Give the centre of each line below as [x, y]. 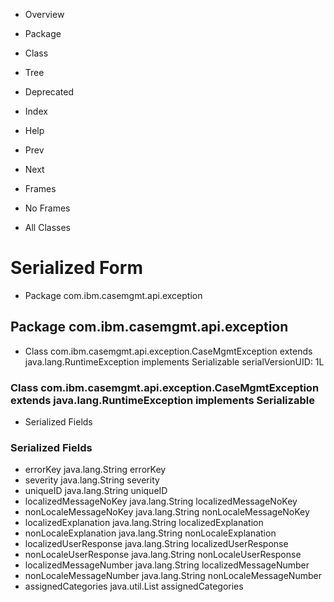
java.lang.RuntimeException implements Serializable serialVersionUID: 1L [174, 361]
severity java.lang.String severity [92, 480]
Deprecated [49, 92]
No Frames [47, 208]
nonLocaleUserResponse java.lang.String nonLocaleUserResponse [163, 555]
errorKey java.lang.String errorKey [95, 470]
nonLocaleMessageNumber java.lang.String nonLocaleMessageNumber [173, 576]
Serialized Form [76, 268]
